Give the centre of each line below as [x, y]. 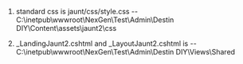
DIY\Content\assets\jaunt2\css [66, 28]
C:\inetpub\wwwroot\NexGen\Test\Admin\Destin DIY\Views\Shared [125, 52]
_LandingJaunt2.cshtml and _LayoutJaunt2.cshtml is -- [106, 43]
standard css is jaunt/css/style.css [73, 11]
